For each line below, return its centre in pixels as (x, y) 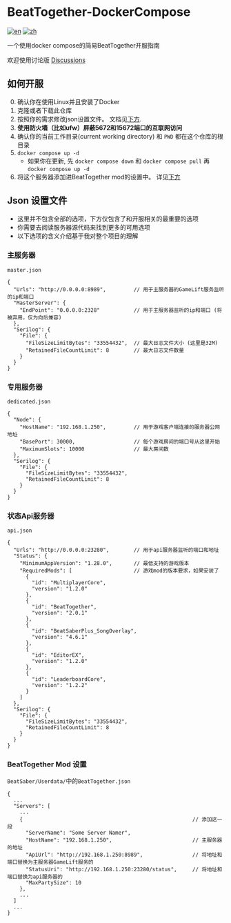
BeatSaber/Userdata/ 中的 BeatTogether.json (69, 781)
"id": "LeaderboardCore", (69, 679)
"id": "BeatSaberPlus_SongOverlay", (84, 631)
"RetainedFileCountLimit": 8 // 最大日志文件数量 (105, 350)
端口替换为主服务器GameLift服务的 (50, 862)
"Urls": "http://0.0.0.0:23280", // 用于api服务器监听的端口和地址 (116, 550)
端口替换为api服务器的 (35, 877)
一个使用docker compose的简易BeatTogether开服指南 (83, 45)
